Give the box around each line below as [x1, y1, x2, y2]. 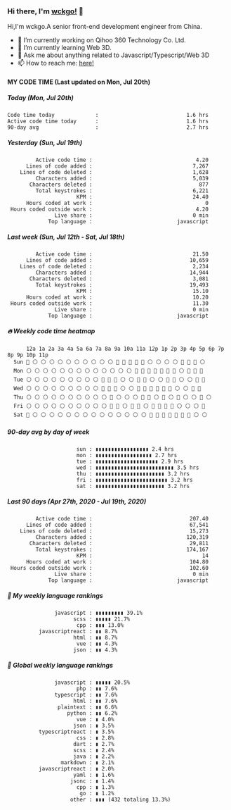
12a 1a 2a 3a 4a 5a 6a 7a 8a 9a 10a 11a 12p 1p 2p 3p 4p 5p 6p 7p [25, 345, 225, 352]
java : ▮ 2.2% [73, 753, 114, 760]
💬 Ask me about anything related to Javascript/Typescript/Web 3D [17, 51, 210, 59]
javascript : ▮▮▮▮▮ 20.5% [54, 679, 131, 686]
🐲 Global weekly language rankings [7, 661, 114, 670]
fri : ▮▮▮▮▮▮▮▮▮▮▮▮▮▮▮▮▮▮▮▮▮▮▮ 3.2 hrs [76, 476, 193, 483]
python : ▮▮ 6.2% [67, 709, 118, 717]
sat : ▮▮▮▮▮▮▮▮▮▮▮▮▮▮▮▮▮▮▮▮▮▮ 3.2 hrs [76, 482, 190, 490]
